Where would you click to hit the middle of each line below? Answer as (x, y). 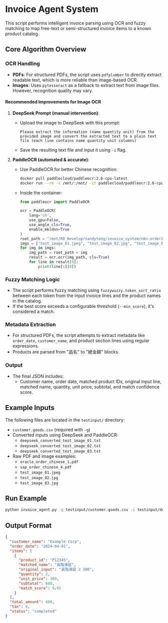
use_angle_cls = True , (50, 225)
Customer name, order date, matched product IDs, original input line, (90, 381)
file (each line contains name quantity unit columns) (78, 140)
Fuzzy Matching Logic (32, 279)
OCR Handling (22, 63)
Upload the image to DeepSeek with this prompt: (70, 122)
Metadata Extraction (30, 324)
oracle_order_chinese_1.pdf (49, 462)
